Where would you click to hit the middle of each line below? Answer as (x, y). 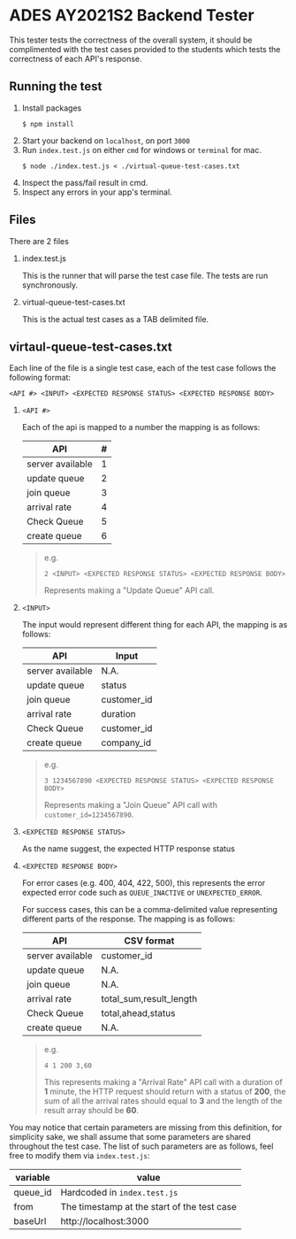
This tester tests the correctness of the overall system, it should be (131, 40)
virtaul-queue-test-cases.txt (91, 346)
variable (33, 1178)
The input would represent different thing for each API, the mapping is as (155, 625)
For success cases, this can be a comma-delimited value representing (150, 910)
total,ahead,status (138, 1013)
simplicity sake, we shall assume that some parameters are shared (130, 1137)
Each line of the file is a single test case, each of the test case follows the (143, 368)
